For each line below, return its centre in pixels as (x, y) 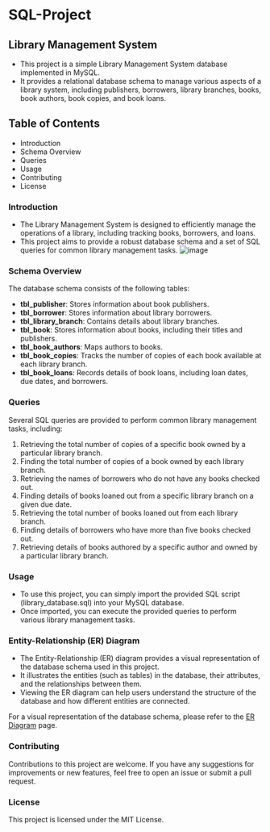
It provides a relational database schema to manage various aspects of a (141, 81)
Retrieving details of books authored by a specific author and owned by (139, 547)
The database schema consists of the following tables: (99, 289)
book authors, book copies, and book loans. (93, 98)
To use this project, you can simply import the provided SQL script (130, 594)
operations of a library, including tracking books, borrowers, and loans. (138, 233)
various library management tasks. (77, 620)
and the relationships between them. (81, 684)
